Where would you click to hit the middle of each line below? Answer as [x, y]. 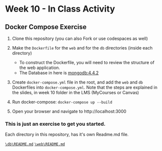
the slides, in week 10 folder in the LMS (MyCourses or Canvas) [75, 92]
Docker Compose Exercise [46, 27]
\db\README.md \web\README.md [35, 144]
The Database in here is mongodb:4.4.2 [59, 73]
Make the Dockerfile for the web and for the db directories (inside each [82, 48]
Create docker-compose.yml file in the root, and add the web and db [77, 82]
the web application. [40, 67]
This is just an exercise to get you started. [55, 124]
